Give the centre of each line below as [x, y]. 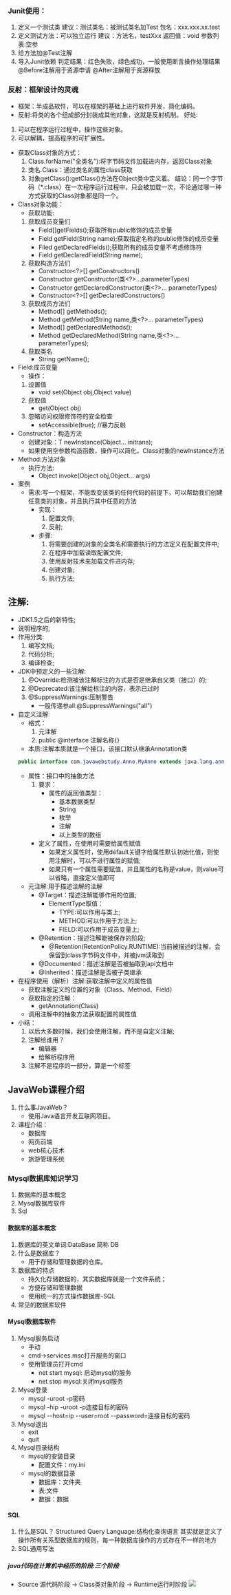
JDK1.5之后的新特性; [47, 620]
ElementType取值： [76, 903]
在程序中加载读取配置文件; [86, 553]
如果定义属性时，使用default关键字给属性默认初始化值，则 [131, 852]
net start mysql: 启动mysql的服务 [85, 1372]
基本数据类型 [77, 802]
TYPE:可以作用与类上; [90, 912]
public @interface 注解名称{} [79, 740]
